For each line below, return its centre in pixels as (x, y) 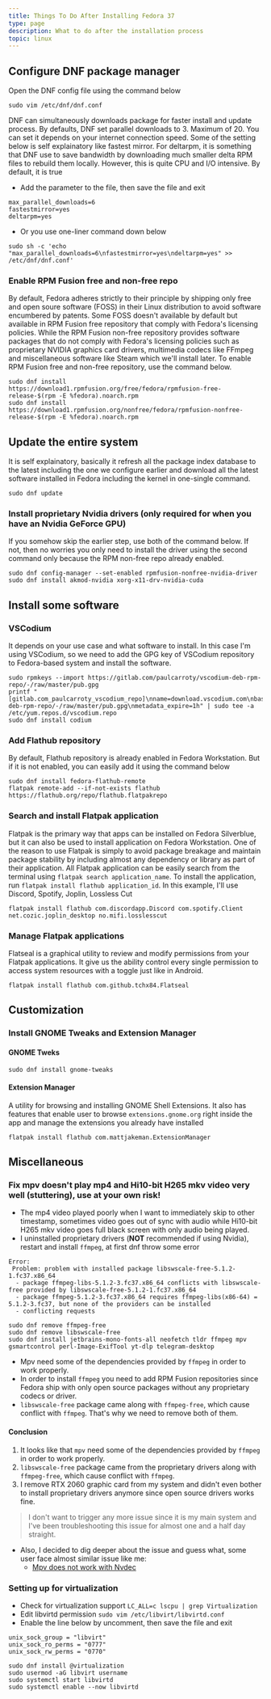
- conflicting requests (55, 1311)
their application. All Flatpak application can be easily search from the (124, 868)
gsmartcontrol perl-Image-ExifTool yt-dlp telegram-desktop (112, 1347)
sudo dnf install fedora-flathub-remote (77, 782)
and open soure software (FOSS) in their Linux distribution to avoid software (135, 307)
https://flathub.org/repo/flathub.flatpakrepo (88, 796)
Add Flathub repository (55, 740)
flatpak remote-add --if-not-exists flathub (84, 789)
